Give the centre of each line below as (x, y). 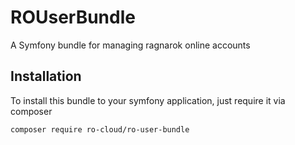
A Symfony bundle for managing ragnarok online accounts (130, 45)
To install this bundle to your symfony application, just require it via (148, 100)
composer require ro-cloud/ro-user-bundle (100, 129)
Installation (46, 76)
